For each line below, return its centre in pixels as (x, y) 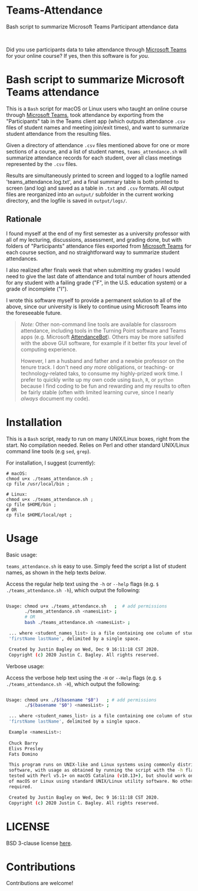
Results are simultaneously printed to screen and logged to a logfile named (97, 175)
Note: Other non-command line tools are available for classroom (98, 324)
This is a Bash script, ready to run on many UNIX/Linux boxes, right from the (98, 438)
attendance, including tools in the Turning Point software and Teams (103, 330)
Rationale (24, 219)
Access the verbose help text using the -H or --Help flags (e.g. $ (84, 678)
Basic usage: (22, 555)
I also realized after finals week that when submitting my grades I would (93, 270)
